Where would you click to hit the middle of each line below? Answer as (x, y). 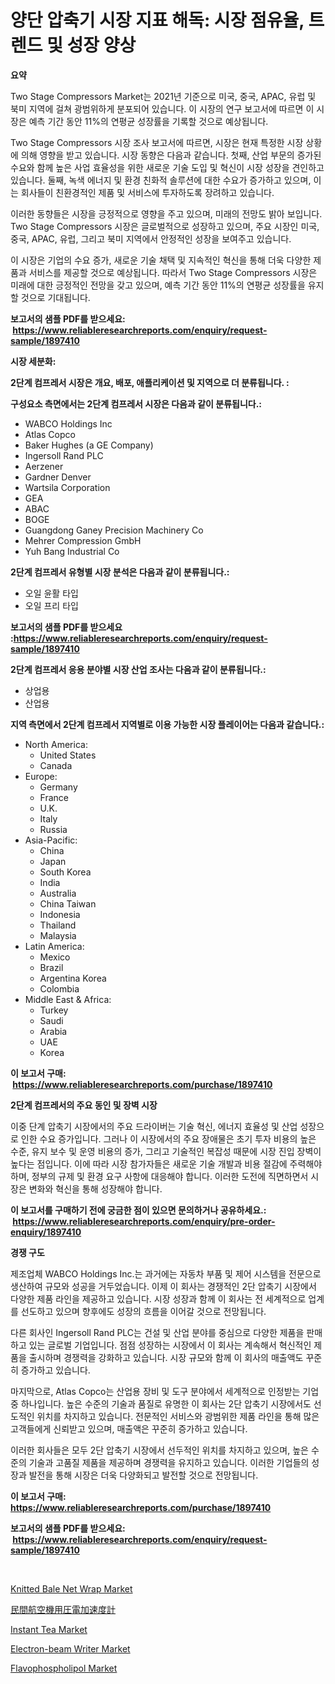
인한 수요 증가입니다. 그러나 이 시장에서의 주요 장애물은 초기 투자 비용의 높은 (168, 1138)
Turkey (54, 1010)
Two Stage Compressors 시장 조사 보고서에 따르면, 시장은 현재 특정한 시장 (157, 142)
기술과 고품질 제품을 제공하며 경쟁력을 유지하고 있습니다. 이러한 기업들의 (169, 1462)
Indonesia (60, 914)
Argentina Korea (73, 978)
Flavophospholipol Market (64, 1668)
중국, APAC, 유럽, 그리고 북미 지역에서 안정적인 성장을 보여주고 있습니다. (151, 238)
